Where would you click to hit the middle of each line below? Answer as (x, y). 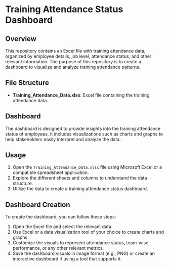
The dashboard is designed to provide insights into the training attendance (83, 128)
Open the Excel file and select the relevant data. (62, 227)
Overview (21, 39)
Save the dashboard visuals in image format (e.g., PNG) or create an (84, 253)
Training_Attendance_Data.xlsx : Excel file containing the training (81, 95)
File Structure (27, 83)
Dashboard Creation (38, 205)
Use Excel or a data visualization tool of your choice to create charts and (88, 232)
